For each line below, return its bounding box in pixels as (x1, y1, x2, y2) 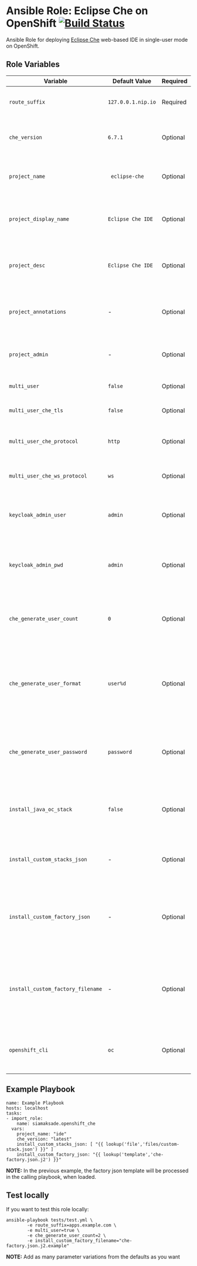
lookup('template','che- (103, 1151, 164, 1158)
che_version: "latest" (16, 1136, 72, 1142)
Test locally (6, 1190, 49, 1200)
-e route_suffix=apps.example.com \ (27, 1222, 117, 1228)
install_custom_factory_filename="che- (35, 1238, 133, 1244)
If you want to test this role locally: (6, 1206, 89, 1213)
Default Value (112, 77, 151, 85)
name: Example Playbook (6, 1100, 64, 1106)
